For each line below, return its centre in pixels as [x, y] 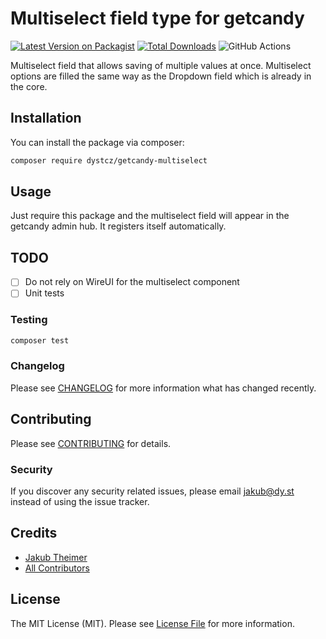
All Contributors [57, 568]
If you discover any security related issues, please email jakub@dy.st [152, 491]
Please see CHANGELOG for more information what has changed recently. [163, 388]
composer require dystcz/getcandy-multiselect [109, 160]
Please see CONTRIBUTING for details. [91, 443]
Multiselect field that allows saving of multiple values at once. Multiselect [161, 65]
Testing [29, 320]
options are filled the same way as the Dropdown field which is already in [161, 76]
